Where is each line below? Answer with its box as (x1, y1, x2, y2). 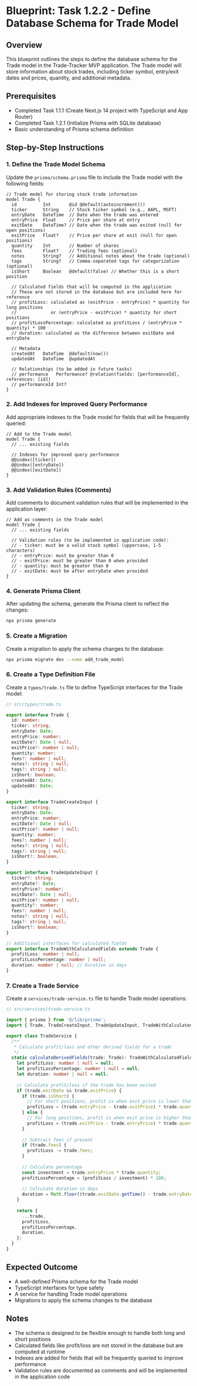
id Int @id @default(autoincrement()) (11, 202, 145, 207)
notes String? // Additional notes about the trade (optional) (11, 253, 191, 259)
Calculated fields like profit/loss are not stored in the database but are (14, 1341, 184, 1349)
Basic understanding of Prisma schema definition (14, 125, 134, 133)
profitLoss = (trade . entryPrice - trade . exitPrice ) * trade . (27, 1104, 180, 1110)
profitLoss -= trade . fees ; (27, 1147, 93, 1154)
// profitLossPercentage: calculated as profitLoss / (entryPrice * (11, 320, 182, 325)
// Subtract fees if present (21, 1137, 93, 1143)
